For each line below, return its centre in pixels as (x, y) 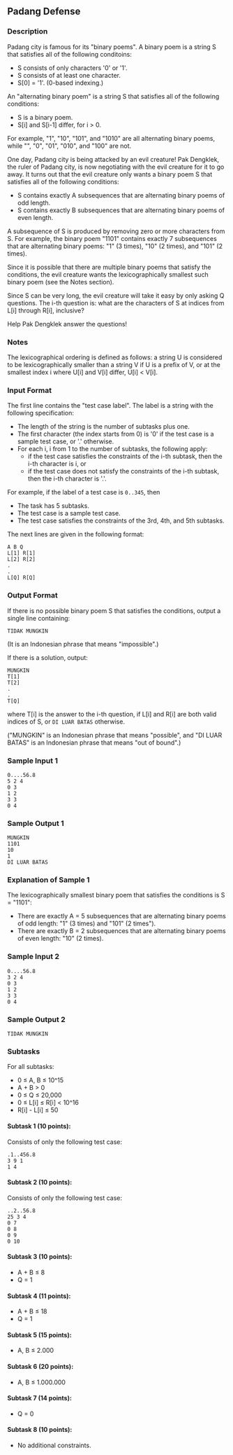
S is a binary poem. (45, 117)
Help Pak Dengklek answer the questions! (67, 324)
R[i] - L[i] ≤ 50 (38, 1110)
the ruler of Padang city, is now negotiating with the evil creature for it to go (116, 167)
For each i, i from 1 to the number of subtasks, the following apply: (112, 449)
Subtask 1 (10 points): (39, 1126)
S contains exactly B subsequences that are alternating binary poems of (121, 210)
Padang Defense (44, 12)
